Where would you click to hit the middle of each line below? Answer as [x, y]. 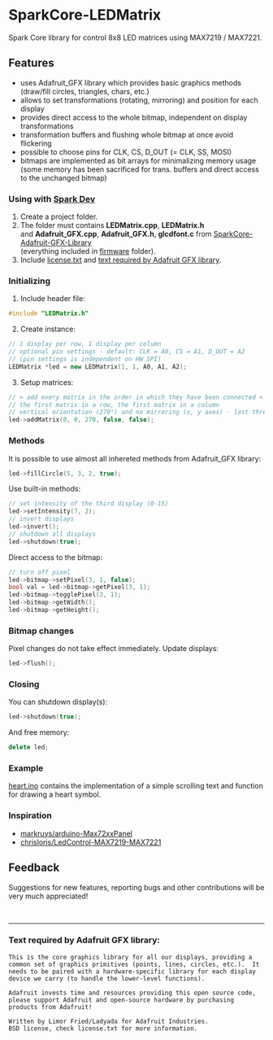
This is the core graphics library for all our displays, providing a [130, 957]
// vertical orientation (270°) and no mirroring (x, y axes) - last [129, 413]
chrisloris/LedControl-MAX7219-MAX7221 [91, 842]
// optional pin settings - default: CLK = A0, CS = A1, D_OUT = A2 [127, 352]
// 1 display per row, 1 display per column [85, 344]
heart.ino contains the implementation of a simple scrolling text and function [136, 786]
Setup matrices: [47, 382]
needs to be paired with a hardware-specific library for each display [132, 971]
